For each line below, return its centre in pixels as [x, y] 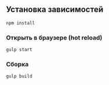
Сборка [17, 65]
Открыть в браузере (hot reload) [54, 37]
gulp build [19, 76]
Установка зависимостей [55, 10]
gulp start [19, 50]
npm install [20, 23]
